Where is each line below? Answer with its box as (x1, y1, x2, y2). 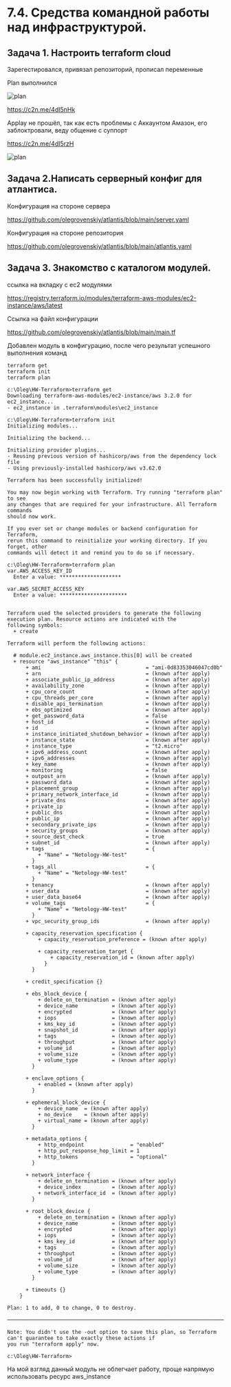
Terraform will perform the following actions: (7, 640, 146, 647)
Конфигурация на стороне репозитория (7, 229, 124, 237)
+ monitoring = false (25, 766, 168, 774)
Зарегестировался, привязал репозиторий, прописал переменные (7, 66, 203, 73)
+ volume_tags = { (25, 900, 155, 906)
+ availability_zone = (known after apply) (25, 682, 211, 689)
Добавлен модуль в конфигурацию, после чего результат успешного (7, 341, 211, 349)
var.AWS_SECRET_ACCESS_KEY (7, 585, 85, 592)
